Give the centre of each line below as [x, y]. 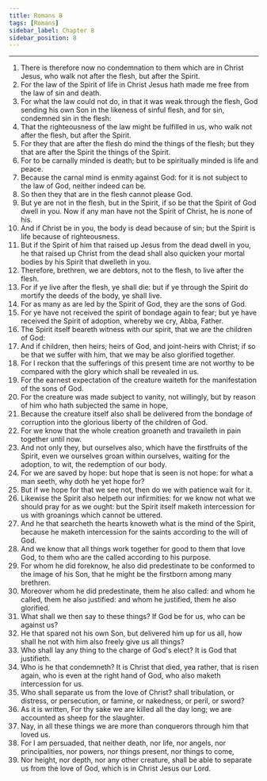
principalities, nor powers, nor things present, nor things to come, [127, 752]
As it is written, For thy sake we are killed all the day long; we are [126, 709]
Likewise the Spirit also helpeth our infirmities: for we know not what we [138, 498]
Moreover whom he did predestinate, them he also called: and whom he [138, 591]
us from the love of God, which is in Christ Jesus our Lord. [116, 768]
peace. [32, 169]
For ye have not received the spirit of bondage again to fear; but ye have [138, 313]
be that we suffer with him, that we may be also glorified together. [128, 355]
